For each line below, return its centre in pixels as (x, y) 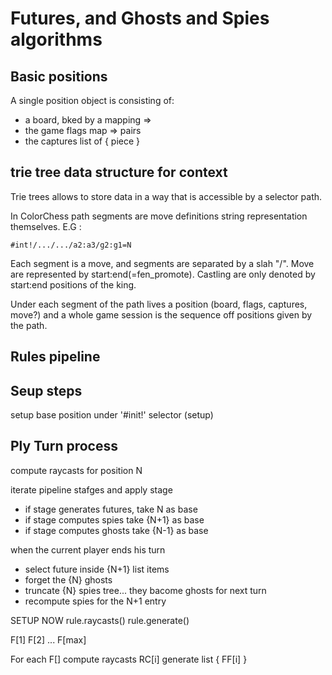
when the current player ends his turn (88, 549)
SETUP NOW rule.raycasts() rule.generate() (100, 620)
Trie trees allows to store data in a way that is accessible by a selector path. (166, 196)
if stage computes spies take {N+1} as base (114, 519)
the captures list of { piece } (82, 141)
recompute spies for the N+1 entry (95, 601)
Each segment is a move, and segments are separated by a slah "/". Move (162, 263)
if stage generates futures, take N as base (111, 509)
